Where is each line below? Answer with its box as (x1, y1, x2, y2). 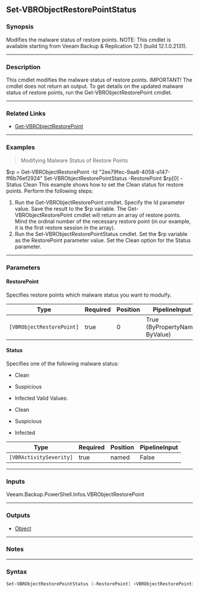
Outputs (6, 511, 31, 519)
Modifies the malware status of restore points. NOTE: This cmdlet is (6, 36, 171, 43)
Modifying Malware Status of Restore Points (20, 157, 129, 164)
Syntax (6, 567, 27, 576)
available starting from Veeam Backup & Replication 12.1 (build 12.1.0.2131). (6, 42, 188, 49)
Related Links (6, 109, 46, 118)
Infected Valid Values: (14, 395, 68, 402)
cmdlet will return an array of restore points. (73, 211, 181, 219)
